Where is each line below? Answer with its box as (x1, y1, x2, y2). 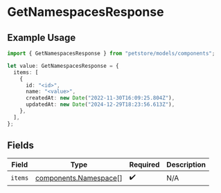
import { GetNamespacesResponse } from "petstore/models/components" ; (7, 50, 215, 57)
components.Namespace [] (35, 173, 123, 183)
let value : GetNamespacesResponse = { (7, 62, 119, 69)
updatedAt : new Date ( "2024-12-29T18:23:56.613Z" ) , (25, 101, 175, 108)
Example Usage (7, 32, 76, 44)
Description (166, 160, 206, 169)
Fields (7, 140, 35, 151)
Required (129, 160, 160, 169)
